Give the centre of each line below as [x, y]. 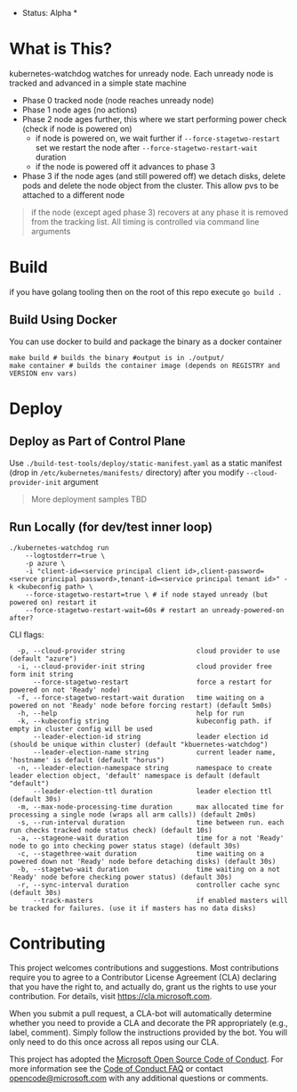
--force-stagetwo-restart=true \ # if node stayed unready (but [147, 595]
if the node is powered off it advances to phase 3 [125, 166]
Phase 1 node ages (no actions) [80, 110]
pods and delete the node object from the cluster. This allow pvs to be [150, 185]
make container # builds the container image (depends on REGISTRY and [144, 365]
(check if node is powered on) [77, 128]
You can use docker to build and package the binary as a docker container [146, 341]
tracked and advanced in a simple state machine [98, 83]
